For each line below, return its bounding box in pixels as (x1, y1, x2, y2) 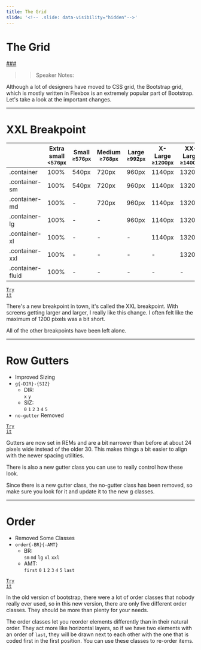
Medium (96, 148, 121, 157)
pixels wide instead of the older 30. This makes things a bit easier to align (6, 445, 187, 453)
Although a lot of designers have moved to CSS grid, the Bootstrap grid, (6, 83, 184, 91)
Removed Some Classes (14, 535, 75, 542)
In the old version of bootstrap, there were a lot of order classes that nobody (6, 594, 195, 601)
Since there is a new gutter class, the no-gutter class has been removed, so (6, 481, 193, 489)
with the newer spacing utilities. (6, 452, 85, 459)
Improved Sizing (14, 373, 56, 381)
